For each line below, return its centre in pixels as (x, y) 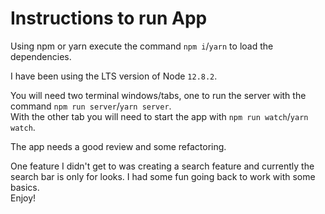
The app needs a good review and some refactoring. (118, 146)
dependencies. (41, 56)
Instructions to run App (109, 18)
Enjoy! (23, 198)
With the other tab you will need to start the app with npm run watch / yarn (159, 116)
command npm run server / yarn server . (91, 106)
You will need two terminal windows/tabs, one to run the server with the (158, 95)
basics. (25, 187)
